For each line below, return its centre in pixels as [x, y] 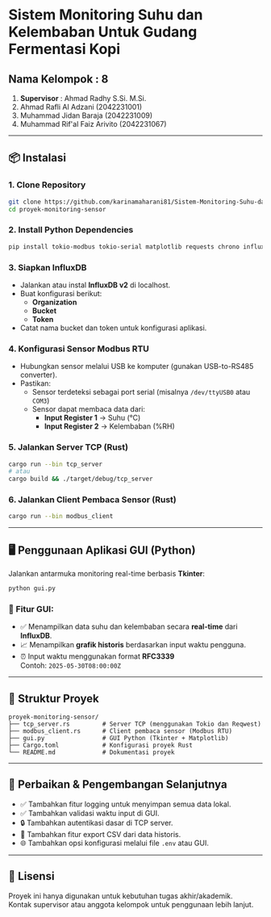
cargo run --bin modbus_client [61, 517]
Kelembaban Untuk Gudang [103, 32]
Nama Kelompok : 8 [58, 79]
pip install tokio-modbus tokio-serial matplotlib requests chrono [124, 247]
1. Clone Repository [47, 185]
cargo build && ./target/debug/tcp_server [81, 479]
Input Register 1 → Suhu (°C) [92, 418]
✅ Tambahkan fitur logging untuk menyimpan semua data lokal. [125, 804]
